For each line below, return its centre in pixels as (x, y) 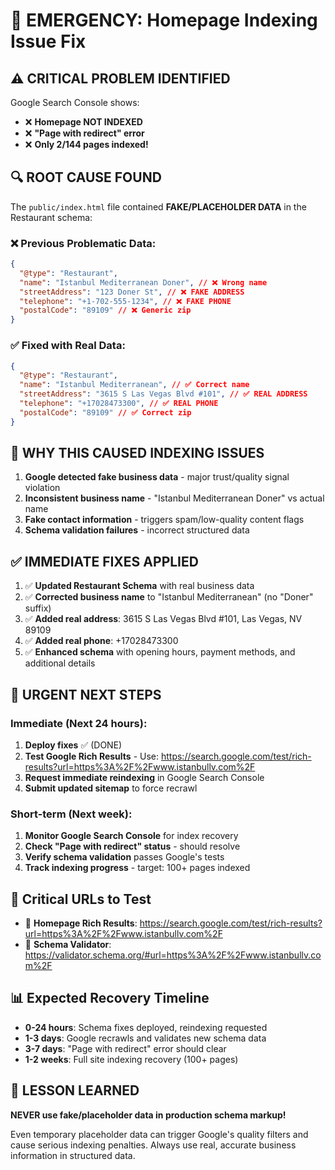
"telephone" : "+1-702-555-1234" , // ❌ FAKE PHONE (125, 301)
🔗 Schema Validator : (68, 945)
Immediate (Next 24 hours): (79, 723)
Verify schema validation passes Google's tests (124, 857)
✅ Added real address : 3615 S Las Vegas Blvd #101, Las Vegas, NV (163, 619)
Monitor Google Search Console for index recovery (131, 836)
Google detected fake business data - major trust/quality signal (157, 477)
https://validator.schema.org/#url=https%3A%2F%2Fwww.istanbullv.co (173, 955)
